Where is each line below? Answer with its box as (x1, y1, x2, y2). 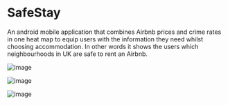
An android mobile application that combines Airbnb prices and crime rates (7, 28, 222, 36)
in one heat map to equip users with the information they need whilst (7, 35, 203, 43)
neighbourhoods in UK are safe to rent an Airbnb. (7, 50, 148, 58)
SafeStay (7, 5, 61, 21)
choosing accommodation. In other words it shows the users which (7, 42, 199, 50)
